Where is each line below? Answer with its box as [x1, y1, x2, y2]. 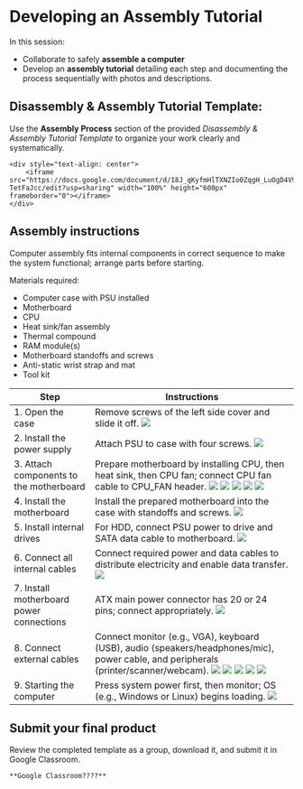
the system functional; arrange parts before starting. [9, 257, 205, 268]
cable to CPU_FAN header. [94, 480, 207, 493]
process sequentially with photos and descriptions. [22, 72, 213, 83]
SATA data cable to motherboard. [94, 532, 236, 544]
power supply [14, 442, 72, 455]
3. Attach [14, 458, 52, 470]
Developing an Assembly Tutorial [9, 6, 263, 27]
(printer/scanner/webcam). [94, 664, 209, 676]
